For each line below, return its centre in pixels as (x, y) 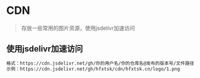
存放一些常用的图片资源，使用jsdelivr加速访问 (78, 28)
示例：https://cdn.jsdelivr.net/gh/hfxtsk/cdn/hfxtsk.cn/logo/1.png (93, 69)
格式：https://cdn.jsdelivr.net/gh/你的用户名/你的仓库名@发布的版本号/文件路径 (100, 63)
